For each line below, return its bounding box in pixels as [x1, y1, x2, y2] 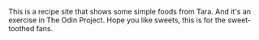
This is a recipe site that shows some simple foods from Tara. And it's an [8, 7, 252, 16]
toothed [8, 24, 35, 33]
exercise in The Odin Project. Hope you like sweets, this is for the [8, 15, 226, 25]
